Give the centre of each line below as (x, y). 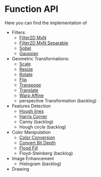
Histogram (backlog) (40, 164)
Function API (31, 9)
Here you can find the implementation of (46, 23)
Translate (29, 90)
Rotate (26, 74)
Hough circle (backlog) (43, 127)
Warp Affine (31, 95)
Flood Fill (28, 148)
